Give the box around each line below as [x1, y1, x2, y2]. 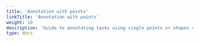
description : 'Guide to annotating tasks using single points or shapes [6, 25, 190, 31]
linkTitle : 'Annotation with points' [6, 14, 99, 20]
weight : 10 [6, 19, 33, 25]
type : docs [6, 30, 33, 36]
